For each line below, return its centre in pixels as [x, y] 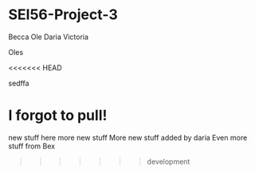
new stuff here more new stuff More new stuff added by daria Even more [128, 137]
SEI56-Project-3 [63, 15]
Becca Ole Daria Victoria [49, 37]
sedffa [19, 83]
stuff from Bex [32, 146]
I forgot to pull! [58, 115]
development [169, 161]
